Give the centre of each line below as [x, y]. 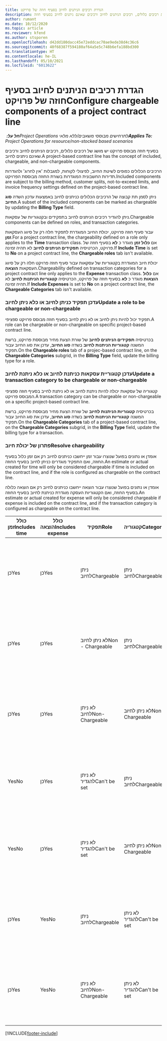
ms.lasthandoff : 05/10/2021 [34, 61]
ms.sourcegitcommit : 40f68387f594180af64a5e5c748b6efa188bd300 [72, 47]
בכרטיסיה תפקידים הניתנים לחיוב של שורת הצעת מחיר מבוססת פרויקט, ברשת [79, 340]
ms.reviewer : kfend [25, 33]
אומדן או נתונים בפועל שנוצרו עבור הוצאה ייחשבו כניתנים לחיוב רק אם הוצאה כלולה [82, 487]
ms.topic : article [24, 28]
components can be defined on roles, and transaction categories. [72, 222]
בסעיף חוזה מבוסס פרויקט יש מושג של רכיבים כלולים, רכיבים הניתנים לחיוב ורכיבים [82, 151]
